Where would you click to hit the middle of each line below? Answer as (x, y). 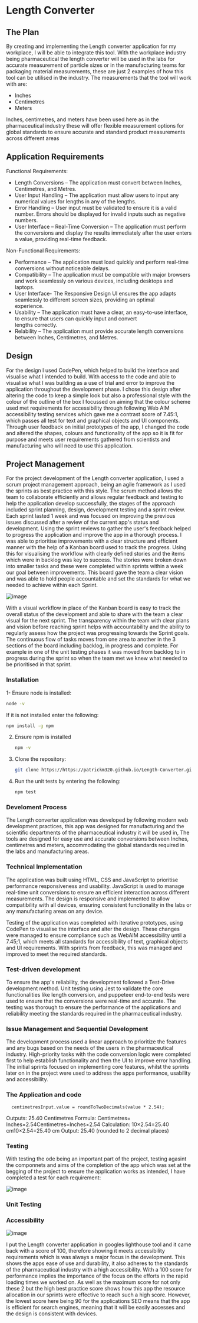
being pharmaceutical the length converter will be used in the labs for (90, 59)
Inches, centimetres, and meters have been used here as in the (82, 119)
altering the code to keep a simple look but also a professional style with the (98, 395)
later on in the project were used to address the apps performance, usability (98, 1073)
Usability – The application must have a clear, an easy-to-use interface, (101, 312)
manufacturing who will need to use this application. (70, 445)
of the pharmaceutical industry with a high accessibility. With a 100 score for (99, 1270)
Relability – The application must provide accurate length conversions (99, 331)
